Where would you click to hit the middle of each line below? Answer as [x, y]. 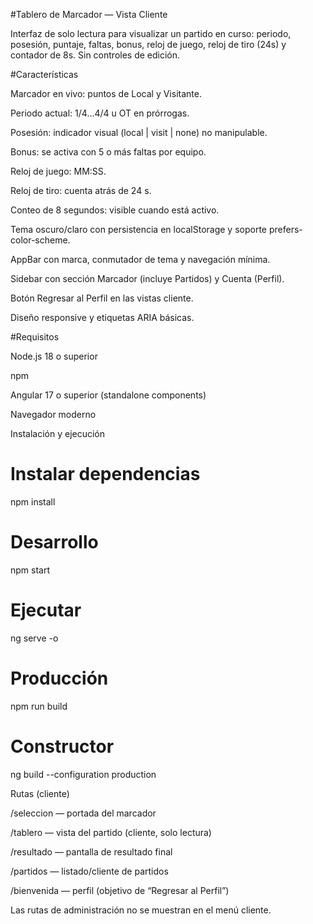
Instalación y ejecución [58, 433]
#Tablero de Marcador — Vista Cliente [89, 14]
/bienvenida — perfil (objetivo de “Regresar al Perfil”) [120, 890]
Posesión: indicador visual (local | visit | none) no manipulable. [139, 132]
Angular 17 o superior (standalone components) [108, 395]
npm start [30, 570]
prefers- [285, 229]
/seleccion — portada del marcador [83, 813]
